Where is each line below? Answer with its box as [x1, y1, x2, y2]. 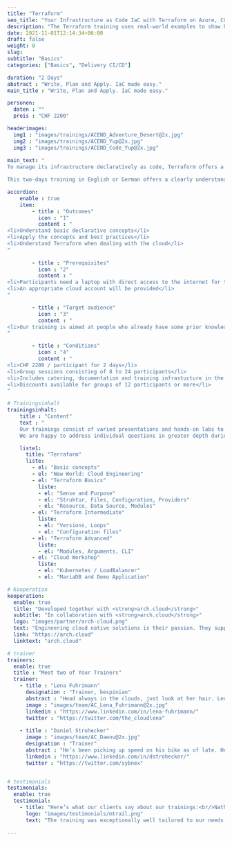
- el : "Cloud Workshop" [32, 554, 100, 561]
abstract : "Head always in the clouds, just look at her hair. [25, 695, 215, 702]
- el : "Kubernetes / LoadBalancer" [37, 567, 140, 574]
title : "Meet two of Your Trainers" [13, 669, 122, 676]
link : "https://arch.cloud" [13, 631, 95, 638]
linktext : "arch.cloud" [13, 637, 81, 644]
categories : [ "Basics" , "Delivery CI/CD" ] [7, 62, 131, 69]
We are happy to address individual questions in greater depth [19, 432, 209, 439]
